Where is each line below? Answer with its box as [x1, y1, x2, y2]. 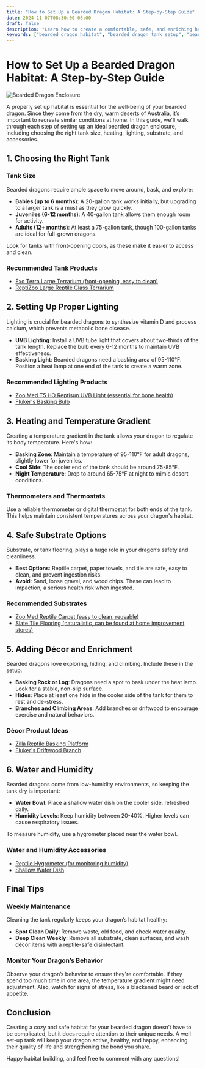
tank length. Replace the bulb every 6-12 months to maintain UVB [15, 343, 180, 350]
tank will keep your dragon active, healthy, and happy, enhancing [24, 1037, 188, 1044]
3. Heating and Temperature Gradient [6, 416, 151, 426]
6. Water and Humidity [6, 764, 93, 775]
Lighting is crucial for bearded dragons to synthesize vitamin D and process [6, 318, 197, 325]
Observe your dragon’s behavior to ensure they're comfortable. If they [6, 970, 182, 977]
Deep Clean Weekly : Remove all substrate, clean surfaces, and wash [15, 935, 189, 942]
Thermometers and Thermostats [6, 491, 106, 500]
